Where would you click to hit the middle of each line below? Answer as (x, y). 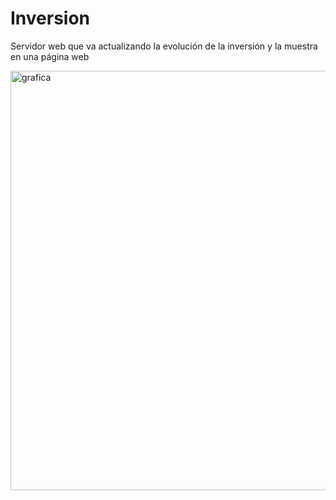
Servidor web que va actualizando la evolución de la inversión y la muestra (164, 46)
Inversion (50, 18)
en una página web (50, 56)
